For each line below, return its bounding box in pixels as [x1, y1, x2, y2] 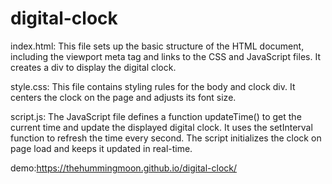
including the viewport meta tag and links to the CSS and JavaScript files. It [10, 50, 321, 62]
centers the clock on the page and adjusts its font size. [10, 91, 237, 103]
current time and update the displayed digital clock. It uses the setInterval [10, 121, 313, 133]
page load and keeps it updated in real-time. [10, 142, 193, 154]
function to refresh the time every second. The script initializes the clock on [10, 132, 322, 144]
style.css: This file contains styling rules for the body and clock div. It [10, 80, 296, 92]
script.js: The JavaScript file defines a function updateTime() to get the [10, 110, 302, 122]
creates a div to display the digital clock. [10, 61, 177, 73]
